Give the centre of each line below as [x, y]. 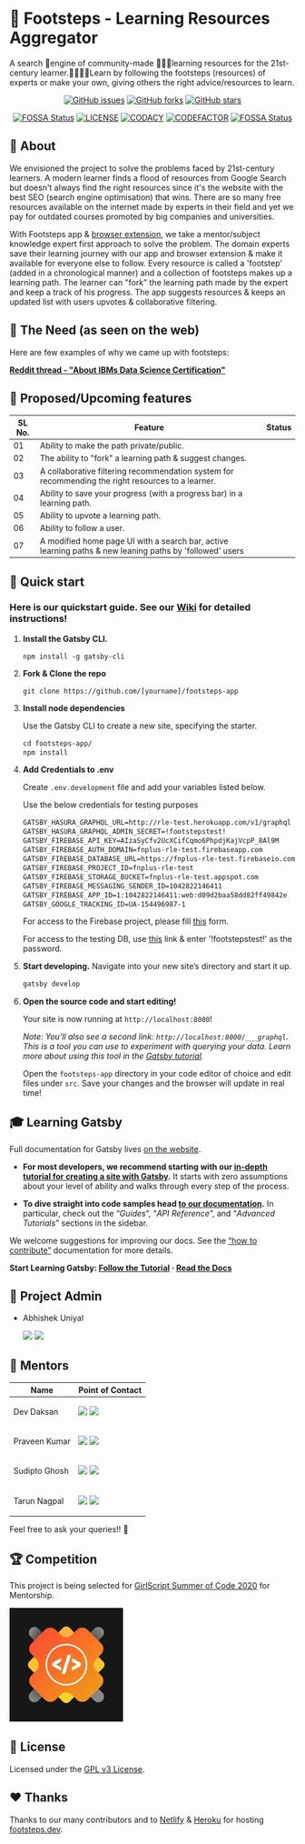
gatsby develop [51, 984]
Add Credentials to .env [68, 769]
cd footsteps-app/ [57, 743]
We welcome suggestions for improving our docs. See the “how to [133, 1240]
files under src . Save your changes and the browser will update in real [153, 1083]
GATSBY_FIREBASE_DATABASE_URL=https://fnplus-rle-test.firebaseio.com [159, 858]
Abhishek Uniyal [53, 1318]
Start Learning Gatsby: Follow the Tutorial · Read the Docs [121, 1268]
